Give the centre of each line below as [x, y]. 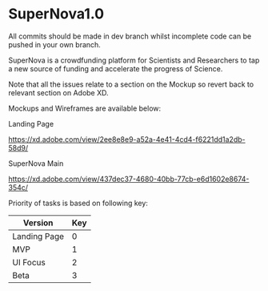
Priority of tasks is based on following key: [78, 203]
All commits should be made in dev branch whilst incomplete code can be [130, 36]
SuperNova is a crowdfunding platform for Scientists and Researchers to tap [134, 60]
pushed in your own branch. [55, 44]
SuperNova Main [36, 163]
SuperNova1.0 [56, 14]
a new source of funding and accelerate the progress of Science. [116, 68]
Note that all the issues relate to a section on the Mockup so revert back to [131, 84]
